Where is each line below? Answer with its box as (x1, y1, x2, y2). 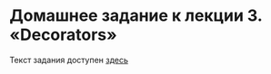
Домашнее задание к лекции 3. (9, 5, 263, 26)
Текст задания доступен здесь (9, 54, 129, 65)
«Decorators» (9, 24, 118, 45)
